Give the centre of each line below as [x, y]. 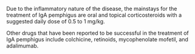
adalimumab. [22, 46]
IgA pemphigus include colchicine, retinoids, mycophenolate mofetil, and [97, 39]
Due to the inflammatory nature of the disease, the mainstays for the [92, 9]
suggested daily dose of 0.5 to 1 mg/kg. [56, 21]
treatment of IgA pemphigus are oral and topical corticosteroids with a [94, 15]
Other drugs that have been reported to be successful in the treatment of [98, 33]
